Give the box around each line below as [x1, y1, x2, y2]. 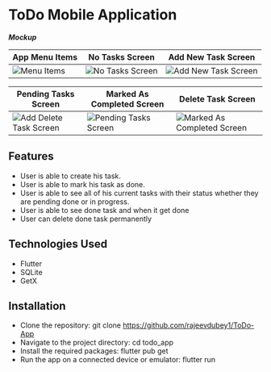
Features [8, 149, 54, 163]
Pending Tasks [16, 88, 75, 99]
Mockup [8, 32, 37, 42]
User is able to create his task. [19, 171, 121, 181]
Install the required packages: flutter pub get [19, 346, 169, 356]
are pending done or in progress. [19, 196, 130, 207]
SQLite [19, 267, 43, 277]
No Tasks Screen [88, 51, 156, 62]
